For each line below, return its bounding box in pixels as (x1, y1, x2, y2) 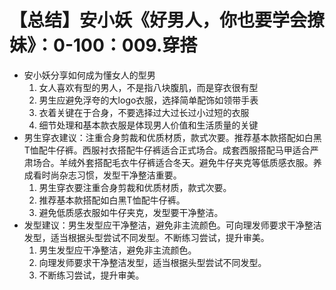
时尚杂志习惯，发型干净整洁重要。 (41, 169, 182, 181)
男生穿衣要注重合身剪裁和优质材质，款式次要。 (38, 181, 232, 193)
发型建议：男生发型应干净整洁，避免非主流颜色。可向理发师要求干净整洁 (23, 219, 322, 231)
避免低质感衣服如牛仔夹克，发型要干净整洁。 (38, 206, 224, 218)
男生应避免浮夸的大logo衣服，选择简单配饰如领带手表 (38, 94, 259, 106)
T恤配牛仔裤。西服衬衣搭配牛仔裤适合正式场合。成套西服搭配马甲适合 (23, 144, 311, 156)
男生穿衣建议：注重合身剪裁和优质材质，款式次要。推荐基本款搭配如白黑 (23, 131, 322, 143)
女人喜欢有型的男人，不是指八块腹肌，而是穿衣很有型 (38, 81, 259, 93)
